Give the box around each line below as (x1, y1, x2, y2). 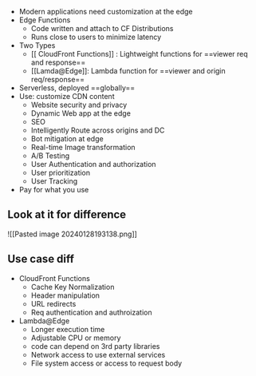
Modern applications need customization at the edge (18, 7, 193, 16)
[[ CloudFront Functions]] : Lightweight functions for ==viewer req (30, 49, 248, 58)
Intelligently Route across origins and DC (30, 125, 165, 135)
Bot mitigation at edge (30, 134, 104, 143)
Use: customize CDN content (18, 92, 115, 101)
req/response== (30, 75, 85, 84)
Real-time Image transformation (30, 143, 136, 152)
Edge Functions (18, 15, 71, 25)
